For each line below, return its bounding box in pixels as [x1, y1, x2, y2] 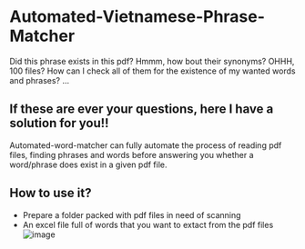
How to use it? [9, 185, 92, 201]
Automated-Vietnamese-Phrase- [9, 6, 266, 27]
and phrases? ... [9, 75, 70, 85]
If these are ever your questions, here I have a [9, 102, 274, 117]
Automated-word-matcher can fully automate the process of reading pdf [9, 139, 282, 151]
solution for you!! [9, 115, 109, 131]
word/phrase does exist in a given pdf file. [9, 159, 168, 170]
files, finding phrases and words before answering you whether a [9, 149, 254, 160]
